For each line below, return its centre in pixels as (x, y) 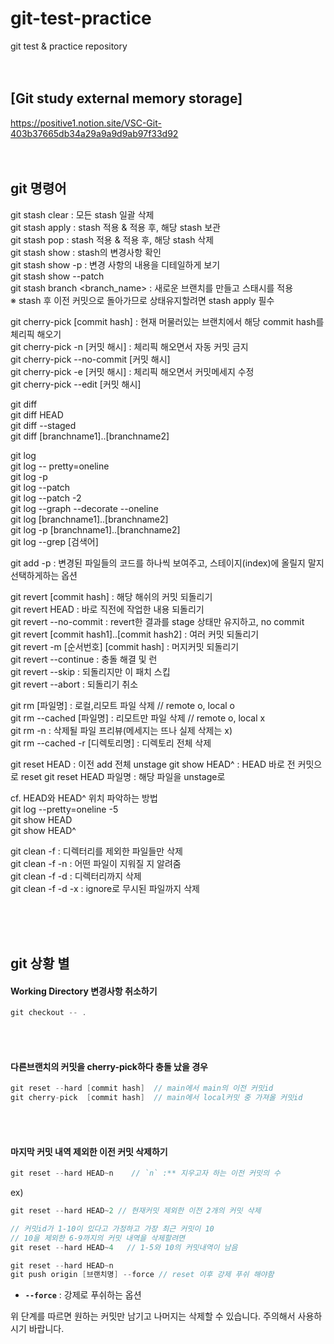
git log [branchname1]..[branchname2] (89, 519)
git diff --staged (43, 425)
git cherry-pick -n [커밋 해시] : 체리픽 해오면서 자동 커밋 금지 (129, 346)
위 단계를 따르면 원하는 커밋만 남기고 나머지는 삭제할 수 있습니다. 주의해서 (153, 1316)
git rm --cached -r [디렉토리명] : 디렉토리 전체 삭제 (111, 743)
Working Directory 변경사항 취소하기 (84, 991)
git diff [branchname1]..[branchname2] (90, 436)
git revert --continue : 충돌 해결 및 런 (84, 659)
